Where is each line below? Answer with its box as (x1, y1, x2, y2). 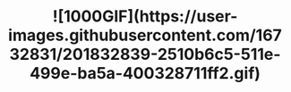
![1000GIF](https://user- (52, 6, 238, 27)
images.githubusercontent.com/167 (7, 25, 283, 46)
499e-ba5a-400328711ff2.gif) (29, 63, 261, 84)
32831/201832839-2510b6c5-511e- (9, 45, 281, 64)
